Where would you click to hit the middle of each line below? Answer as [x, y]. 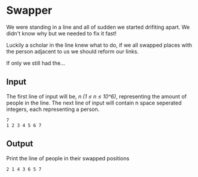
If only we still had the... [36, 63]
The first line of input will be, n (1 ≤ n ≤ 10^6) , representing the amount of [97, 96]
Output [20, 144]
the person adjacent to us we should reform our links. [73, 51]
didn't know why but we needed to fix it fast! [61, 33]
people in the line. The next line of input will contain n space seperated [94, 103]
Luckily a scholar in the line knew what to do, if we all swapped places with [99, 45]
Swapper [29, 10]
